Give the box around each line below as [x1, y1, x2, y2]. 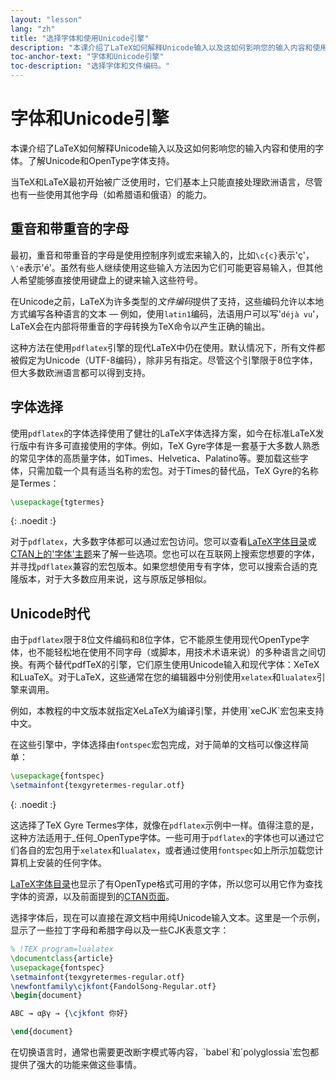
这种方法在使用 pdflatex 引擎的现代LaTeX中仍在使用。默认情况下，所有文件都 [10, 341, 326, 353]
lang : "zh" [10, 24, 56, 34]
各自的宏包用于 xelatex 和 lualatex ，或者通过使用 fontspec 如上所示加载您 [18, 844, 315, 856]
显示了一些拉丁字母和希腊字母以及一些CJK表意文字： [10, 924, 230, 936]
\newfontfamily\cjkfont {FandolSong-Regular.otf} [10, 981, 217, 991]
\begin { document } [10, 991, 83, 1001]
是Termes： [10, 477, 60, 489]
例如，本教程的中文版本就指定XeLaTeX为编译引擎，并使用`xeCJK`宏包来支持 [10, 705, 325, 717]
